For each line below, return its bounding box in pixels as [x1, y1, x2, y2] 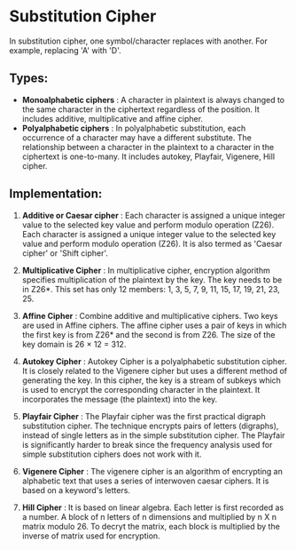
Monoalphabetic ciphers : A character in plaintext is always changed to [21, 94, 285, 105]
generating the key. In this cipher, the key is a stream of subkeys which [21, 375, 282, 386]
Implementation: [9, 187, 103, 202]
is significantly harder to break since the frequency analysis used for [21, 439, 273, 450]
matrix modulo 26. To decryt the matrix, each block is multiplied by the [21, 521, 281, 531]
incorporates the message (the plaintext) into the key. [21, 394, 218, 404]
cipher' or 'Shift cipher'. [21, 247, 109, 259]
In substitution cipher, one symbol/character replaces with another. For [9, 36, 268, 46]
